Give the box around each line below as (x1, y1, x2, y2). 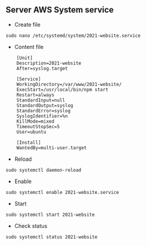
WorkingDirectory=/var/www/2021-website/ (16, 81, 122, 87)
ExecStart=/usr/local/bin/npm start (16, 86, 109, 92)
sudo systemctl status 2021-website (5, 234, 98, 240)
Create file (14, 21, 40, 28)
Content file (14, 43, 44, 50)
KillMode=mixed (16, 118, 55, 125)
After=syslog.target (16, 65, 68, 71)
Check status (14, 222, 48, 229)
